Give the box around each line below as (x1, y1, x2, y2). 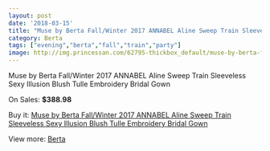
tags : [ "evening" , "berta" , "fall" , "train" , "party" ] (8, 42, 182, 50)
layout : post (8, 11, 52, 20)
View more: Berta (8, 134, 66, 144)
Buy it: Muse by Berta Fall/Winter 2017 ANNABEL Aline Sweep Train (8, 110, 231, 120)
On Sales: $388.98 (8, 95, 72, 104)
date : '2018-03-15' (8, 19, 74, 27)
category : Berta (8, 34, 63, 42)
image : (8, 49, 31, 57)
